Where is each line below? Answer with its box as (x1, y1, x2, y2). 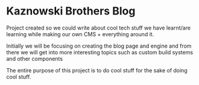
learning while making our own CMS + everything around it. (6, 30, 154, 37)
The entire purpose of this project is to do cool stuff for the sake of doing (6, 66, 188, 74)
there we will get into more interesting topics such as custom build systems (6, 48, 194, 55)
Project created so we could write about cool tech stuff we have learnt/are (6, 24, 191, 31)
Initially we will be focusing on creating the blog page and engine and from (6, 42, 192, 49)
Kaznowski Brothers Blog (6, 4, 136, 18)
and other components (6, 55, 63, 62)
